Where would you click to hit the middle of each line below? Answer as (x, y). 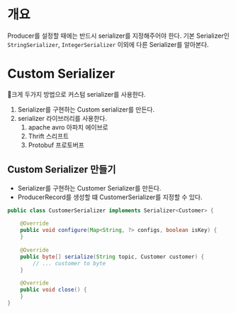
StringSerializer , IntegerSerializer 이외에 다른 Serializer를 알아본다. (108, 44)
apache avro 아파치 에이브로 (68, 127)
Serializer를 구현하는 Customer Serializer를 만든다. (89, 188)
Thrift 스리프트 (49, 136)
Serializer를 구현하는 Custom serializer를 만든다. (86, 109)
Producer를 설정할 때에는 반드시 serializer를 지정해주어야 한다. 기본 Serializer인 (119, 36)
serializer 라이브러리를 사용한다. (62, 118)
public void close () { (54, 290)
